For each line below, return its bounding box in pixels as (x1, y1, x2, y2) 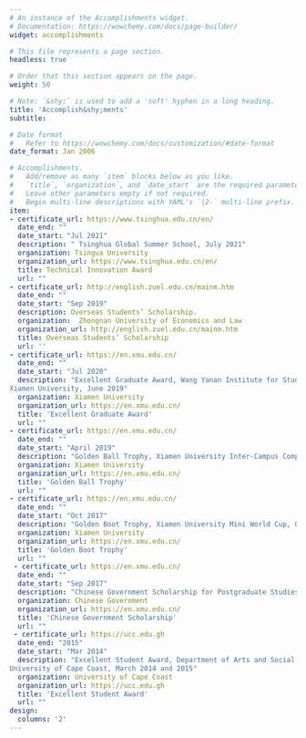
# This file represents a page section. (9, 47, 166, 56)
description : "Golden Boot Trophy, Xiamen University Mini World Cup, (17, 520, 291, 529)
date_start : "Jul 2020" (17, 367, 107, 377)
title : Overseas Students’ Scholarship (17, 333, 169, 342)
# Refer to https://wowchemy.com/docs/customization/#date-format (9, 139, 275, 148)
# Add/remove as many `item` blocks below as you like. (9, 172, 234, 182)
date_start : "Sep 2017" (17, 579, 107, 588)
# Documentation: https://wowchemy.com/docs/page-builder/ (9, 22, 239, 31)
